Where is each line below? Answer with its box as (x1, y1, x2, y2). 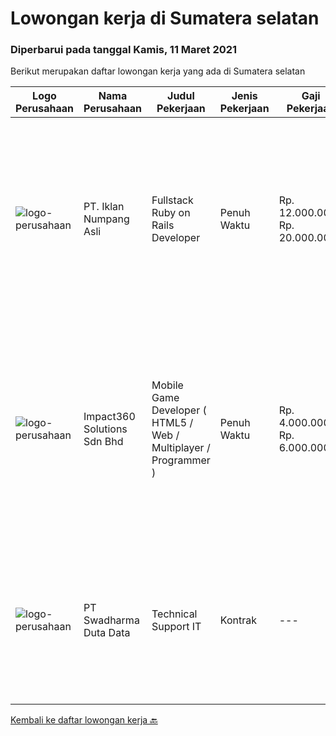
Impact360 (83, 410, 136, 424)
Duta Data (83, 626, 131, 640)
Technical (151, 607, 198, 621)
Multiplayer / (151, 441, 211, 455)
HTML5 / (151, 416, 194, 430)
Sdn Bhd (83, 435, 124, 449)
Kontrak (219, 613, 257, 627)
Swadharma (83, 613, 140, 627)
